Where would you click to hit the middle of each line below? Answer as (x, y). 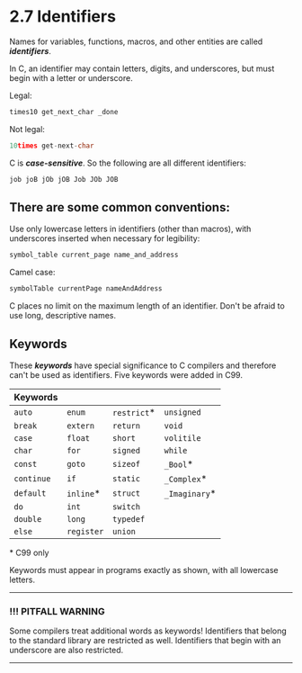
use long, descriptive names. (63, 316)
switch (126, 507)
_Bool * (178, 463)
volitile (182, 438)
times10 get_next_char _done (64, 112)
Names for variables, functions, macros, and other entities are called (136, 41)
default (30, 493)
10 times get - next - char (52, 146)
